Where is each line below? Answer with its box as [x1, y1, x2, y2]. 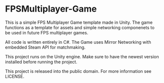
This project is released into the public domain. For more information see [5, 68, 152, 74]
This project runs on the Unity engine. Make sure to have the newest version [5, 53, 159, 59]
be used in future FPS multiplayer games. [5, 30, 89, 35]
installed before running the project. [5, 59, 77, 65]
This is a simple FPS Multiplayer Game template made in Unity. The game [5, 19, 153, 25]
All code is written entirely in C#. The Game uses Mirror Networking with [5, 39, 151, 45]
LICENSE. [5, 73, 24, 79]
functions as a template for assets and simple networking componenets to [5, 24, 155, 30]
